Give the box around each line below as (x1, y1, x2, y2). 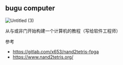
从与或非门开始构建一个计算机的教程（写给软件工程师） (5, 28, 120, 34)
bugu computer (5, 4, 55, 13)
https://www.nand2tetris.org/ (12, 54, 73, 60)
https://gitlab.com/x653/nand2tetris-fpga (12, 48, 99, 54)
